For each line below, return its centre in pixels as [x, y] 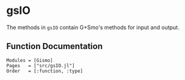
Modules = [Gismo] [30, 60]
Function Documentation [54, 46]
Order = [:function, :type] [45, 71]
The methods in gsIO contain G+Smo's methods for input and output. [93, 27]
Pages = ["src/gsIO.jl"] [41, 65]
